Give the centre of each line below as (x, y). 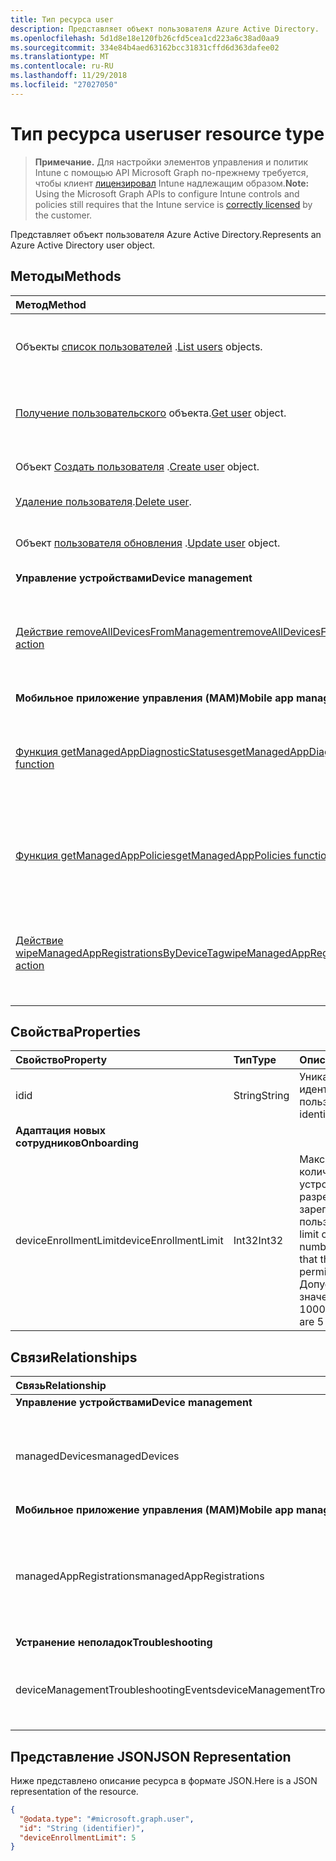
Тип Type (255, 1060)
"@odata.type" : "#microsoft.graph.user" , (107, 1819)
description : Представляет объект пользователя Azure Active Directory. (165, 29)
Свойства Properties (76, 1031)
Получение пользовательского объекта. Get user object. (151, 413)
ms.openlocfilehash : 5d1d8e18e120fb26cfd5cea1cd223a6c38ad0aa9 (145, 38)
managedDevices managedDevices (97, 1456)
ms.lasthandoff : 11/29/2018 (69, 76)
